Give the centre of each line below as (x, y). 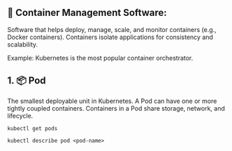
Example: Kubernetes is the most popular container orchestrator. (100, 58)
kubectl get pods (32, 128)
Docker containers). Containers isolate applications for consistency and (110, 37)
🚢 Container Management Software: (87, 13)
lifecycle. (20, 116)
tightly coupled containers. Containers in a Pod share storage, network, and (116, 108)
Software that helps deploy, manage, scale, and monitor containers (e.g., (112, 29)
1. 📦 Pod (27, 81)
